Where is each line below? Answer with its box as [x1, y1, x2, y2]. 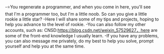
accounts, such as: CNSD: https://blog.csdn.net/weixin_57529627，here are [5, 27, 158, 33]
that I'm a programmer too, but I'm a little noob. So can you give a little [5, 11, 147, 17]
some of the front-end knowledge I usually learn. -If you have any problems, [5, 33, 159, 38]
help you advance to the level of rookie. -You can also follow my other [5, 22, 146, 27]
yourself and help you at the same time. [5, 43, 85, 49]
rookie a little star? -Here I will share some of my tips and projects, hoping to [5, 16, 159, 22]
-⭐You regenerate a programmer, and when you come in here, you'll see [5, 4, 151, 10]
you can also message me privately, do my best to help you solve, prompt [5, 38, 154, 44]
